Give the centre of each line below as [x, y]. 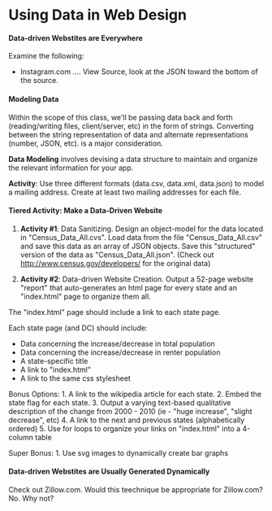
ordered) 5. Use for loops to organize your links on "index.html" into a [125, 428]
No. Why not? [31, 498]
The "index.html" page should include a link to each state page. [114, 312]
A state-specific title [54, 360]
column [21, 437]
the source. [39, 81]
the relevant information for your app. [71, 168]
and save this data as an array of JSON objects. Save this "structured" [138, 246]
